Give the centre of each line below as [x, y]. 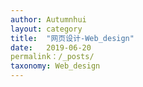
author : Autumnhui [48, 19]
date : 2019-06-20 [51, 47]
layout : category [46, 29]
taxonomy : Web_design [55, 66]
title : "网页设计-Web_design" [72, 38]
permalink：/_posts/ [52, 57]
